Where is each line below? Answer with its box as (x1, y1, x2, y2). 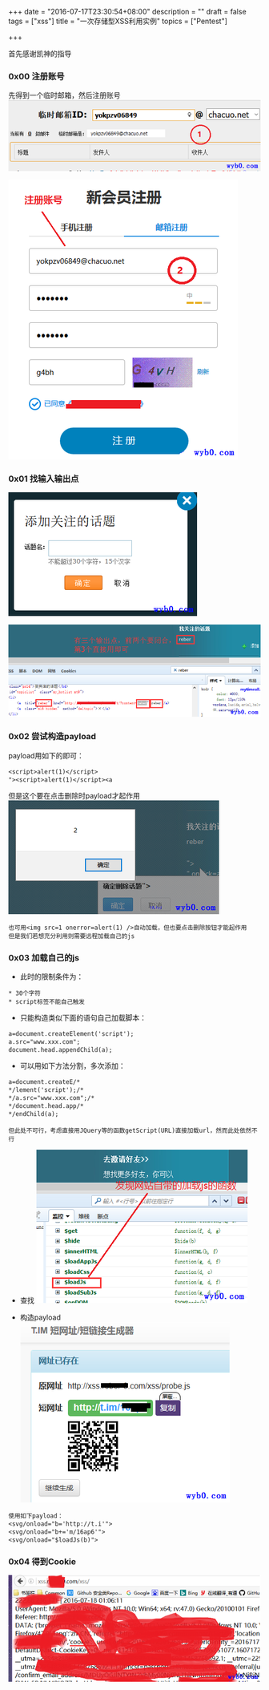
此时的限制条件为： (19, 972, 84, 981)
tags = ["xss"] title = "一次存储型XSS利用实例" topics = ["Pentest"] (8, 16, 228, 26)
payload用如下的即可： (8, 750, 84, 760)
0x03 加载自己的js (8, 952, 80, 963)
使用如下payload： (8, 1512, 64, 1520)
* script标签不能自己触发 (8, 998, 86, 1006)
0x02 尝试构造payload (8, 731, 97, 742)
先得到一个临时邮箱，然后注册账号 (8, 91, 121, 100)
